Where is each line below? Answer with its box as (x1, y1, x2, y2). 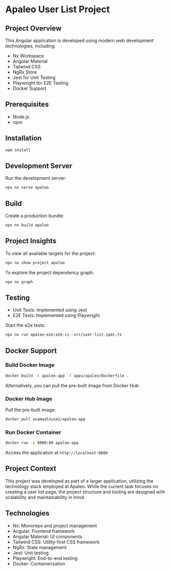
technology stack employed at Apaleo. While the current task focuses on (5, 483, 158, 489)
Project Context (5, 464, 56, 473)
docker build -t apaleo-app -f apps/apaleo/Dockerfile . (5, 373, 129, 378)
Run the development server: (5, 175, 66, 181)
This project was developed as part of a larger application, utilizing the (5, 478, 154, 484)
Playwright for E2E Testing (12, 80, 69, 86)
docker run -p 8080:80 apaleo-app (5, 440, 79, 445)
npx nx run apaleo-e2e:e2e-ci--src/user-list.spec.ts (5, 332, 123, 338)
